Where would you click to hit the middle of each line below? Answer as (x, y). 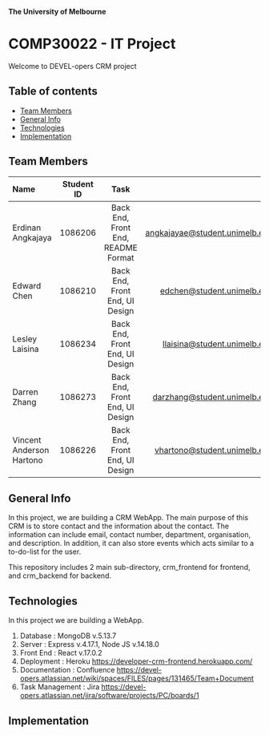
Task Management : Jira (60, 687)
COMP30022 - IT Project (92, 44)
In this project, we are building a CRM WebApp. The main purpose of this (128, 518)
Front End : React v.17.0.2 (61, 653)
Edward (27, 285)
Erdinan (27, 228)
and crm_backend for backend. (60, 575)
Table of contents (53, 91)
